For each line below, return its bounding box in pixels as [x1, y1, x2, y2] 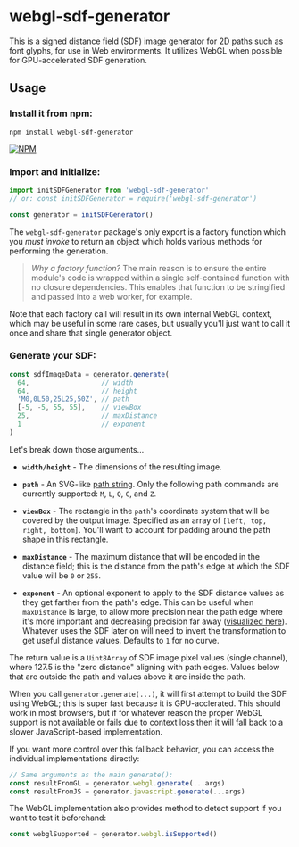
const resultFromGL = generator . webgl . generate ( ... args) [9, 778, 226, 787]
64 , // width [17, 378, 134, 387]
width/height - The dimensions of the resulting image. [21, 461, 222, 472]
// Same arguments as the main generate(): [9, 770, 174, 779]
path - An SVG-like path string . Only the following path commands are [21, 478, 279, 489]
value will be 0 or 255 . [21, 569, 101, 581]
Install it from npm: [9, 107, 94, 120]
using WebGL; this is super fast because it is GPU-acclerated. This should [9, 698, 281, 709]
